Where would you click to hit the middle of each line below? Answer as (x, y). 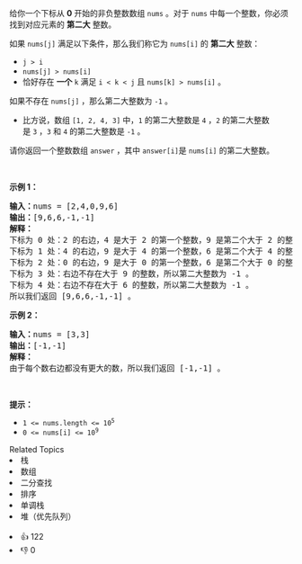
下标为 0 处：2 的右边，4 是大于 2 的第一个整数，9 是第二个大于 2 (141, 240)
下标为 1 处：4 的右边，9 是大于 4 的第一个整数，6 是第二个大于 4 (141, 251)
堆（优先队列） (49, 516)
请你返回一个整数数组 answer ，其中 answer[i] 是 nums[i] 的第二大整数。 (142, 150)
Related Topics (37, 449)
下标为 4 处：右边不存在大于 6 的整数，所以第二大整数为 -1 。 (132, 285)
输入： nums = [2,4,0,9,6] (64, 206)
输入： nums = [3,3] (50, 334)
